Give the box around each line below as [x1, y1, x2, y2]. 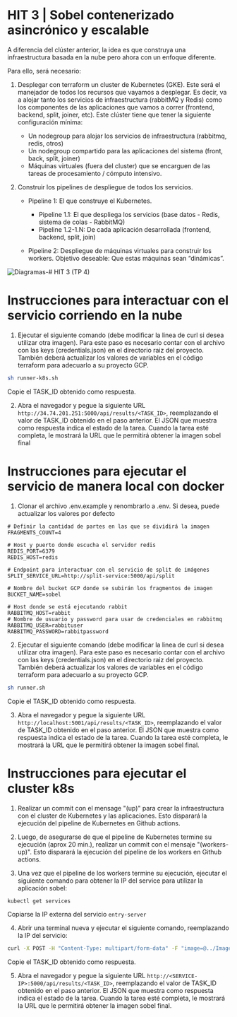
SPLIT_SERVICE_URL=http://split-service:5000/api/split [7, 572, 175, 580]
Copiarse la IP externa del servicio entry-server [7, 910, 147, 919]
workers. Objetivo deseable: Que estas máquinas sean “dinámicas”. [28, 254, 224, 262]
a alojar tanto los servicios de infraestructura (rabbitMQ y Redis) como [17, 95, 222, 104]
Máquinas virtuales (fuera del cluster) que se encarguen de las [28, 161, 211, 170]
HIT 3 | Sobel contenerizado [7, 7, 174, 23]
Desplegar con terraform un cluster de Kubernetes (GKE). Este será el [17, 80, 221, 88]
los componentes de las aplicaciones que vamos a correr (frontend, [17, 102, 215, 111]
